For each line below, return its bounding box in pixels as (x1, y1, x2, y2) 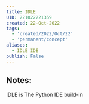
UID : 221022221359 (6, 14, 52, 20)
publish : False (6, 53, 44, 59)
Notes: (6, 75, 32, 85)
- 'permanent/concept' (11, 36, 68, 42)
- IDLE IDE (11, 48, 39, 54)
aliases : (6, 42, 28, 48)
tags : (6, 25, 20, 32)
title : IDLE (6, 8, 36, 15)
